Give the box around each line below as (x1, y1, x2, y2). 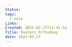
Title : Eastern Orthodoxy (5, 30, 58, 35)
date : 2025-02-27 (5, 35, 41, 40)
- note (9, 16, 23, 21)
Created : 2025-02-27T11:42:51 (5, 25, 68, 30)
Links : (5, 21, 19, 26)
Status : (5, 7, 21, 12)
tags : (5, 12, 16, 17)
